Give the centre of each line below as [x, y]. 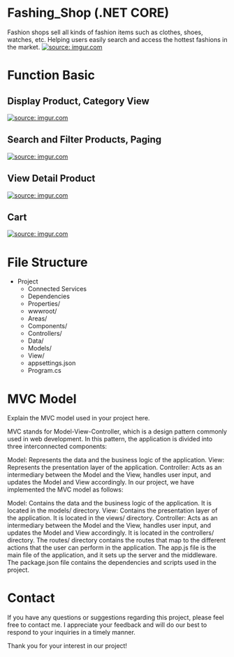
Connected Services [57, 289]
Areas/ [37, 318]
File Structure [47, 262]
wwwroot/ [42, 311]
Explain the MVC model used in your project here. [79, 418]
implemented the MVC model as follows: [65, 489]
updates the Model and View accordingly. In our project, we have [101, 482]
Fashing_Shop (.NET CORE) [88, 13]
